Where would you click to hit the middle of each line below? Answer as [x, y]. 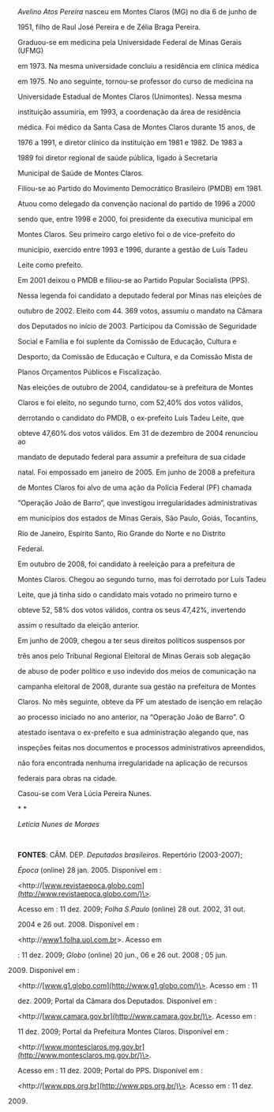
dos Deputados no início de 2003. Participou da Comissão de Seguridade [137, 326]
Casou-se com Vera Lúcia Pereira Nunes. [85, 793]
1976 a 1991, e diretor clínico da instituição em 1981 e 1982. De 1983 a [130, 143]
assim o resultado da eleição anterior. [79, 625]
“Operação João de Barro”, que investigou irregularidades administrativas [137, 503]
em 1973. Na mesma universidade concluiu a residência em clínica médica [139, 66]
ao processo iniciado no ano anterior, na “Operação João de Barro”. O [131, 717]
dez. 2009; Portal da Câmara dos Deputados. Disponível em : [117, 1001]
